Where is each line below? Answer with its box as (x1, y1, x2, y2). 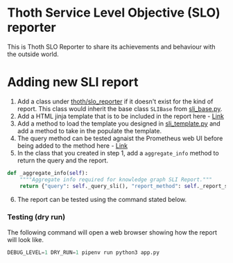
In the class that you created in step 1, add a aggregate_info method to (17, 149, 220, 157)
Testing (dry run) (7, 212, 66, 222)
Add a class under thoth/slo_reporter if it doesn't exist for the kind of (17, 97, 214, 105)
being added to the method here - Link (17, 141, 128, 150)
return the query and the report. (17, 156, 109, 164)
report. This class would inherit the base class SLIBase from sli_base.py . (17, 104, 223, 112)
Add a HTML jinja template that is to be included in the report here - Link (17, 112, 224, 120)
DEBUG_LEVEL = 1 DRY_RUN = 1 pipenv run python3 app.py (7, 248, 159, 256)
